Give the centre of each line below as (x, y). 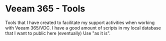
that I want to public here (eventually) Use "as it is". (58, 33)
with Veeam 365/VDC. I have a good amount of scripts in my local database (83, 27)
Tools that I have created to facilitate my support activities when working (80, 22)
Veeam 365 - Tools (45, 9)
